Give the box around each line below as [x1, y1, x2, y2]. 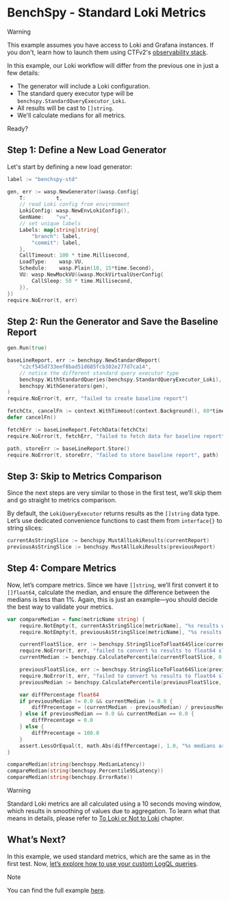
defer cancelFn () [7, 414, 57, 421]
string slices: [7, 524, 43, 533]
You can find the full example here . [7, 886, 106, 894]
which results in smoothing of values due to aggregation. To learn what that [7, 807, 220, 815]
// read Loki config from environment [19, 201, 130, 208]
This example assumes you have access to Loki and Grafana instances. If [7, 40, 214, 49]
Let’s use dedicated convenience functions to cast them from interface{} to [7, 517, 222, 525]
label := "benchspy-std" [7, 176, 78, 183]
